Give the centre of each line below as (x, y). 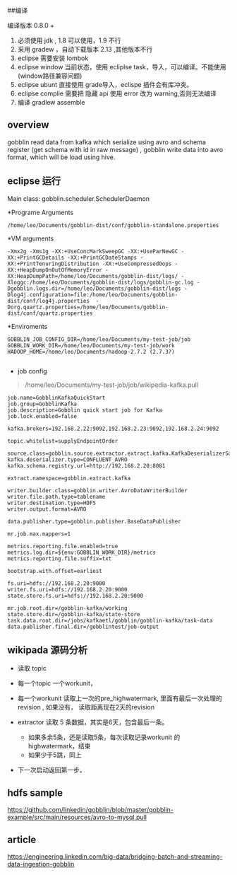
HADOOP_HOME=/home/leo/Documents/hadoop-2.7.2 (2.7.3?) (91, 352)
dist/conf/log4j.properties (49, 301)
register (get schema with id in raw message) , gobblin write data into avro (115, 149)
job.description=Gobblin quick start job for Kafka (85, 410)
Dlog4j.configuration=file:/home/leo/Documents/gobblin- (93, 295)
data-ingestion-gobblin (41, 864)
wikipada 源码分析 (48, 650)
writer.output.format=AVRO (47, 509)
